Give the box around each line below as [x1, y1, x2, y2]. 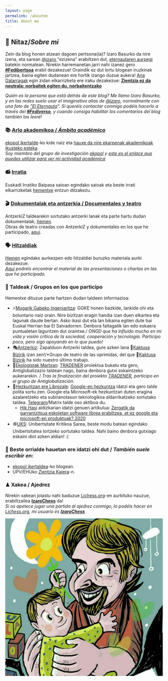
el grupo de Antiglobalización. [12, 378, 75, 384]
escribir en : [5, 452, 34, 459]
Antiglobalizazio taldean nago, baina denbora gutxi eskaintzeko [12, 367, 143, 373]
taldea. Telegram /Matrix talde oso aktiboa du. [12, 399, 106, 405]
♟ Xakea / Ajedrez [5, 481, 50, 488]
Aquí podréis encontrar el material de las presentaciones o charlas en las [5, 265, 157, 272]
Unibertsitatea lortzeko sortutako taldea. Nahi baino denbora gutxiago [12, 428, 156, 434]
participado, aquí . [5, 229, 41, 235]
